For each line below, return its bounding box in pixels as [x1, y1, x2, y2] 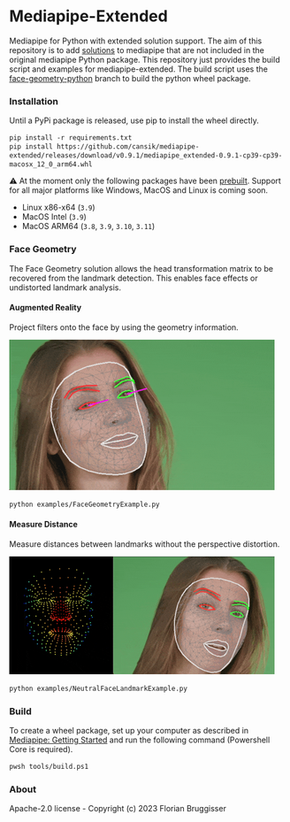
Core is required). [9, 743, 73, 754]
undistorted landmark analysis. [9, 281, 122, 293]
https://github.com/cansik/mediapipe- [56, 142, 200, 151]
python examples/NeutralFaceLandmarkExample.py [9, 684, 188, 693]
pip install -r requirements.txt [9, 134, 133, 142]
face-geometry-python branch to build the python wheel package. [9, 73, 251, 83]
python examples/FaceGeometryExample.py [9, 500, 161, 509]
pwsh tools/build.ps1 [9, 762, 89, 771]
